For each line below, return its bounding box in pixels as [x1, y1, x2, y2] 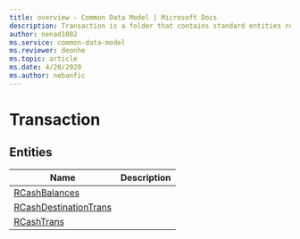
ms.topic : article [9, 54, 78, 63]
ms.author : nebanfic [9, 71, 87, 80]
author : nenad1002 [9, 29, 78, 38]
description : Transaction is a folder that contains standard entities [9, 21, 281, 30]
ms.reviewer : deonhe [9, 46, 87, 55]
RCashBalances [13, 186, 80, 199]
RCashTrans [13, 215, 65, 227]
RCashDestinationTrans [13, 201, 112, 213]
